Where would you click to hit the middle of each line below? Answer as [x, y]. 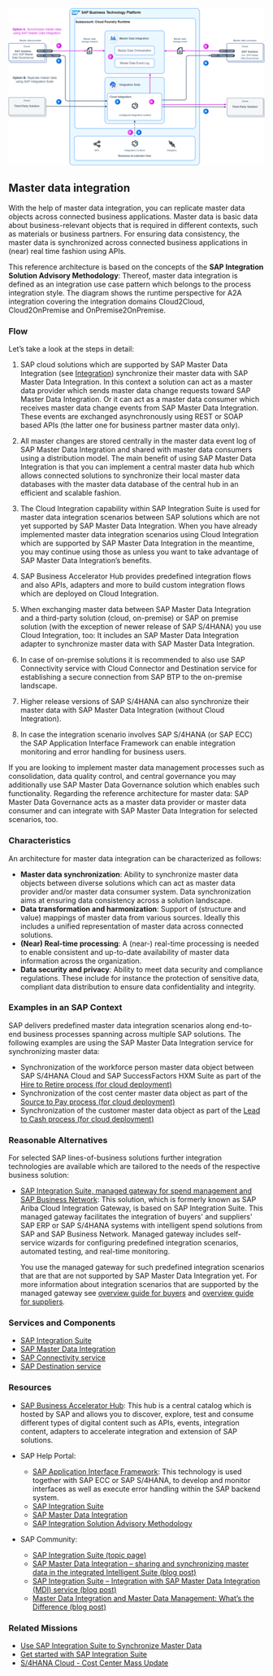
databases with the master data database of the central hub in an [129, 484]
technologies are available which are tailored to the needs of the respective [134, 1166]
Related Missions [43, 1628]
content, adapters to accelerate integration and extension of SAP [129, 1431]
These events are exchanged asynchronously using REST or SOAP [132, 417]
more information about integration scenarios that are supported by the [139, 1284]
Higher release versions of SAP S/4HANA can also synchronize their [134, 702]
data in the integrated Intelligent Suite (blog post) [114, 1572]
